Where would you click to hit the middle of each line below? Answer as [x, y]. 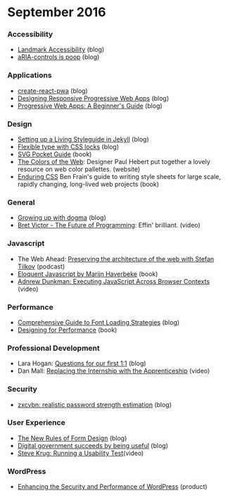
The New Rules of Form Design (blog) [72, 438]
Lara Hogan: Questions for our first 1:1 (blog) [82, 363]
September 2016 [57, 12]
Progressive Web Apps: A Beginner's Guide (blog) [90, 106]
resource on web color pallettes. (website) [79, 169]
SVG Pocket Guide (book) [55, 154]
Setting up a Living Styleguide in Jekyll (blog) [83, 139]
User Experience [36, 423]
